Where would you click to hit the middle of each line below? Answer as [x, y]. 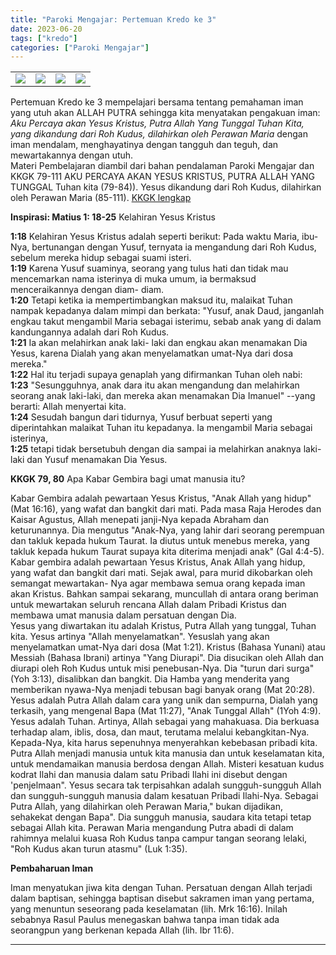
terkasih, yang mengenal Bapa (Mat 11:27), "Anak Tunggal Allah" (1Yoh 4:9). [166, 711]
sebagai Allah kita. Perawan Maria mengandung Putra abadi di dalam [152, 828]
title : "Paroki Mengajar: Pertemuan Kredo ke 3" [113, 19]
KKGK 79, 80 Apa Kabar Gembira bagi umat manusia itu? [128, 479]
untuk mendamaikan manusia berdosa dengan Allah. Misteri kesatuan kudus [167, 764]
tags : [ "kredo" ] [44, 38]
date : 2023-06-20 [46, 29]
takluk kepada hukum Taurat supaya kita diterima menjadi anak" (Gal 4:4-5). [167, 552]
